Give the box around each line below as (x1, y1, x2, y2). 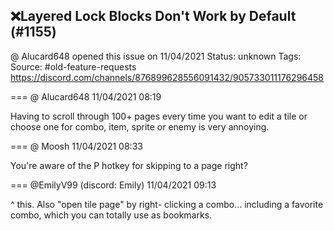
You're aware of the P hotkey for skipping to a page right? (10, 159, 248, 171)
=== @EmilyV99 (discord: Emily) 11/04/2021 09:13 (10, 179, 217, 191)
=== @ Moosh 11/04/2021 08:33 (10, 140, 143, 152)
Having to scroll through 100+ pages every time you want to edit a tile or (10, 110, 308, 122)
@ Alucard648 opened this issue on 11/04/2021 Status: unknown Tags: (10, 50, 302, 62)
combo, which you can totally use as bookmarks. (10, 209, 213, 221)
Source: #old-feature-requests (10, 60, 137, 73)
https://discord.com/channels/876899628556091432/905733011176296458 (10, 71, 325, 83)
